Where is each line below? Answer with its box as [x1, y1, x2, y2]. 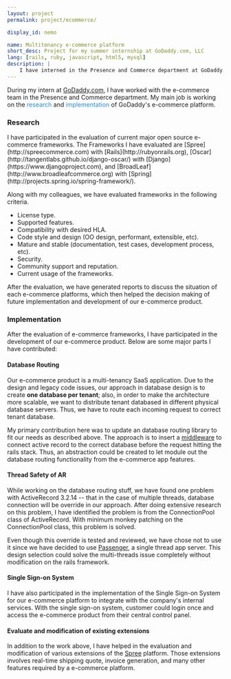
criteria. [7, 197, 30, 206]
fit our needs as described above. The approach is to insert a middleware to [7, 433, 222, 441]
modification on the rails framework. [7, 558, 110, 566]
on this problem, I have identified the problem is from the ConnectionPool [7, 508, 215, 516]
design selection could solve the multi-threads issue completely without [7, 550, 211, 559]
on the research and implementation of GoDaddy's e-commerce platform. [7, 100, 216, 109]
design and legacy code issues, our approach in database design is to [7, 383, 206, 391]
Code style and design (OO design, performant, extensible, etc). [16, 233, 199, 241]
